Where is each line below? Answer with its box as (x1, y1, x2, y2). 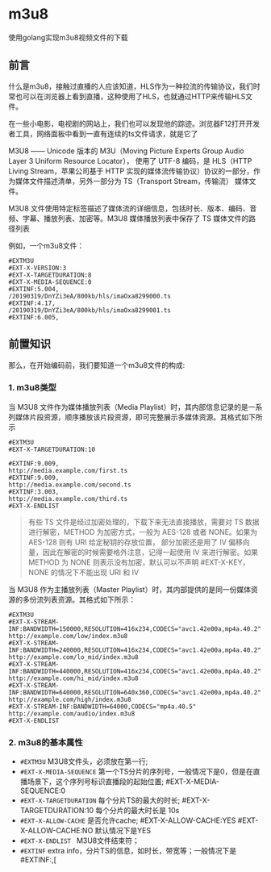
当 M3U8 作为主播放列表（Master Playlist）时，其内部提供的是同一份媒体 (8, 584, 252, 594)
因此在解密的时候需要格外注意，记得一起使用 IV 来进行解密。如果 (42, 547, 259, 557)
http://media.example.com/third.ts (8, 494, 128, 503)
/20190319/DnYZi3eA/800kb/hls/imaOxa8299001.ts (8, 306, 172, 315)
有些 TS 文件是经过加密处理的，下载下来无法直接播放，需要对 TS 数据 (27, 517, 260, 527)
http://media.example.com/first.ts (8, 466, 128, 474)
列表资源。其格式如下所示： (43, 595, 135, 604)
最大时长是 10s (130, 806, 180, 816)
